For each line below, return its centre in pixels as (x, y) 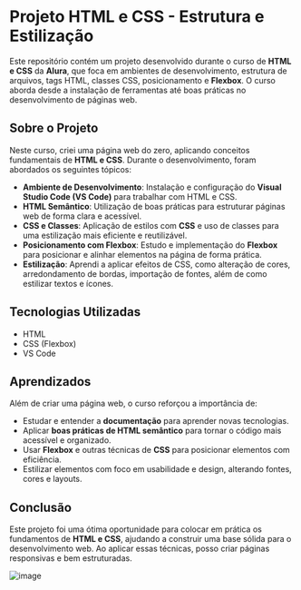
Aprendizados (50, 382)
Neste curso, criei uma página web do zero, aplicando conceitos (130, 150)
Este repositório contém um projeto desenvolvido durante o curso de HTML (150, 61)
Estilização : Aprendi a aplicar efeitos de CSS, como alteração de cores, (156, 264)
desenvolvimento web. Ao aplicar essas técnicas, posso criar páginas (140, 549)
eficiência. (42, 459)
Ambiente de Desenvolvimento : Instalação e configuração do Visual (152, 187)
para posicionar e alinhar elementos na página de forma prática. (142, 254)
